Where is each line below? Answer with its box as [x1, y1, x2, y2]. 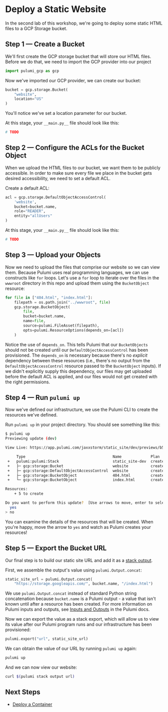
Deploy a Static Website [5, 4, 106, 15]
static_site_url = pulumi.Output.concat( [5, 577, 93, 582]
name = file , [23, 319, 46, 324]
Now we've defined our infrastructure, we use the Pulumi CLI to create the [5, 406, 158, 412]
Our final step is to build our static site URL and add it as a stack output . [5, 557, 153, 563]
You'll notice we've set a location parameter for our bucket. [5, 110, 127, 116]
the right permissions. [5, 379, 50, 385]
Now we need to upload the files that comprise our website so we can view [5, 264, 160, 270]
